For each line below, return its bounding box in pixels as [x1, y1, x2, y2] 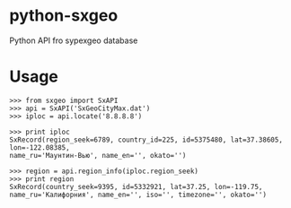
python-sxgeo [9, 5, 119, 26]
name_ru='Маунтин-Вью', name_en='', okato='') [9, 151, 187, 160]
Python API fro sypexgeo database [9, 35, 138, 46]
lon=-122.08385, [9, 143, 70, 152]
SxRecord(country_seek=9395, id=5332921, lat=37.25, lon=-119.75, [9, 182, 263, 191]
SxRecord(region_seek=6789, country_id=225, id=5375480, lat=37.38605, [9, 135, 283, 144]
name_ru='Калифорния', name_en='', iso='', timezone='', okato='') [9, 190, 268, 199]
